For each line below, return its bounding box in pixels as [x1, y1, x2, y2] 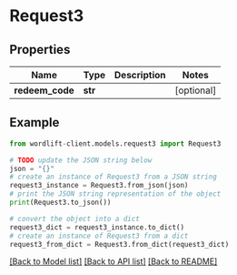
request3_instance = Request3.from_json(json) [9, 181, 189, 190]
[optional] [174, 84, 217, 97]
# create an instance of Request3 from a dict [9, 231, 189, 240]
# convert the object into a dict [9, 214, 141, 223]
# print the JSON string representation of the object [9, 189, 222, 199]
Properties [9, 42, 71, 57]
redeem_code [14, 84, 74, 97]
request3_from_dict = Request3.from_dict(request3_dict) [9, 239, 230, 249]
